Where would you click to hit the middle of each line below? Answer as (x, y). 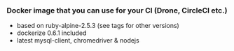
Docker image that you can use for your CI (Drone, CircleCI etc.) (117, 10)
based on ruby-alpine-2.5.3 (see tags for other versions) (98, 26)
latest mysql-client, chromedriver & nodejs (78, 41)
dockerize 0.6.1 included (51, 33)
